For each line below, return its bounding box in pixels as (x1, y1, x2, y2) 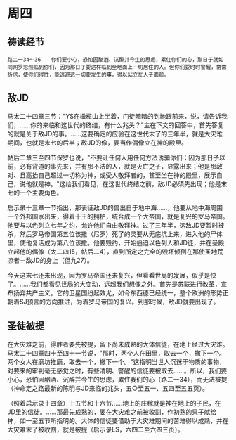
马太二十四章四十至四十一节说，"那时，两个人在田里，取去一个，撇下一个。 (7, 349, 226, 357)
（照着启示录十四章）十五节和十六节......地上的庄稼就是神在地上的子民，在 (7, 399, 221, 407)
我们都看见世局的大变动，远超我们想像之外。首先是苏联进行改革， (30, 280, 221, 288)
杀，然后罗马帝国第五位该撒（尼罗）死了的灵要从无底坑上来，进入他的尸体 (7, 229, 223, 238)
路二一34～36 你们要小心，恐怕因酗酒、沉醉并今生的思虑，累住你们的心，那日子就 (7, 56, 219, 63)
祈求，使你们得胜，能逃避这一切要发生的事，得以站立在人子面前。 (7, 71, 170, 78)
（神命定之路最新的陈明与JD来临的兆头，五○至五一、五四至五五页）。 (7, 384, 209, 392)
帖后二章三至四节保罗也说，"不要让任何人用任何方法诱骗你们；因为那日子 (7, 153, 220, 162)
